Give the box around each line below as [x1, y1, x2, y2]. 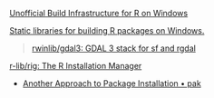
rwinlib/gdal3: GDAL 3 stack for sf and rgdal [31, 43, 197, 54]
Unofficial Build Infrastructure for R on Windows [9, 8, 189, 18]
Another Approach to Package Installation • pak [22, 78, 201, 89]
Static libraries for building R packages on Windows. [9, 25, 205, 35]
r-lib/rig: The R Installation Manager [9, 61, 142, 71]
